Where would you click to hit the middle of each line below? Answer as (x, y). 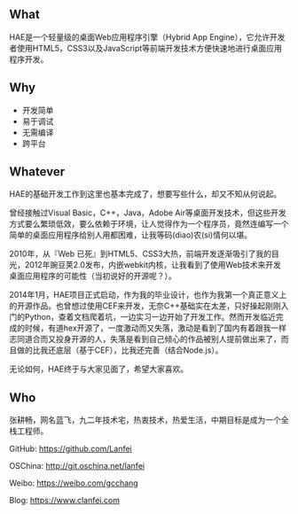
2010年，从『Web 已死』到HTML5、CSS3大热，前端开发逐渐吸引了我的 (141, 254)
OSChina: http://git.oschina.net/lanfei (77, 466)
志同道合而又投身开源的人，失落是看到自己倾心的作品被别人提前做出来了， (145, 339)
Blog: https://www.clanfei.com (64, 501)
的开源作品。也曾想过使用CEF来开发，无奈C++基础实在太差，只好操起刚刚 (145, 306)
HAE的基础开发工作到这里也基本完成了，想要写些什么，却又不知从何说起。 (145, 194)
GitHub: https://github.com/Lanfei (71, 449)
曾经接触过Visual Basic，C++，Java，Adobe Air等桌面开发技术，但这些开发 (148, 213)
